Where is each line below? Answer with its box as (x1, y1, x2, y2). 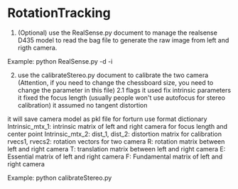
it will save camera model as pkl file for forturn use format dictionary (7, 115, 207, 123)
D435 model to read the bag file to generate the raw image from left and (17, 35, 229, 44)
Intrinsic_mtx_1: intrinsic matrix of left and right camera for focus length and (7, 122, 228, 130)
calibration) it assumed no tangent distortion (17, 101, 148, 109)
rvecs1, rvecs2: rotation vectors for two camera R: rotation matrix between (7, 137, 225, 146)
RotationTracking (7, 5, 112, 21)
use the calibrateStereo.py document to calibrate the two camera (17, 71, 209, 79)
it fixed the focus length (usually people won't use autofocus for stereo (17, 93, 226, 102)
